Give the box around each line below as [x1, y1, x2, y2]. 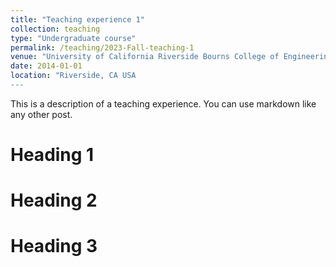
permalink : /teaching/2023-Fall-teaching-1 [10, 42, 195, 53]
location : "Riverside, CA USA [10, 71, 137, 81]
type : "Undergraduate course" [10, 33, 137, 43]
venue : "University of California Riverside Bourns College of [10, 52, 280, 62]
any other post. [10, 108, 73, 120]
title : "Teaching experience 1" [10, 14, 145, 25]
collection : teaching [10, 24, 101, 34]
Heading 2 [10, 189, 98, 212]
